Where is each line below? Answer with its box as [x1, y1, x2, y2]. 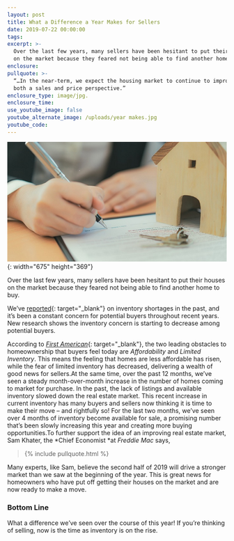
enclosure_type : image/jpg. [7, 92, 89, 99]
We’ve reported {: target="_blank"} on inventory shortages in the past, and [7, 304, 220, 313]
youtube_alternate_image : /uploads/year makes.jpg [7, 114, 157, 121]
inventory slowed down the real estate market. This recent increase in [7, 392, 208, 400]
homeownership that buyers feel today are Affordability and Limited [7, 347, 201, 356]
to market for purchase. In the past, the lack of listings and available [7, 384, 202, 393]
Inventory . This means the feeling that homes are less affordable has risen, [7, 355, 221, 363]
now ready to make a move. [7, 485, 87, 494]
